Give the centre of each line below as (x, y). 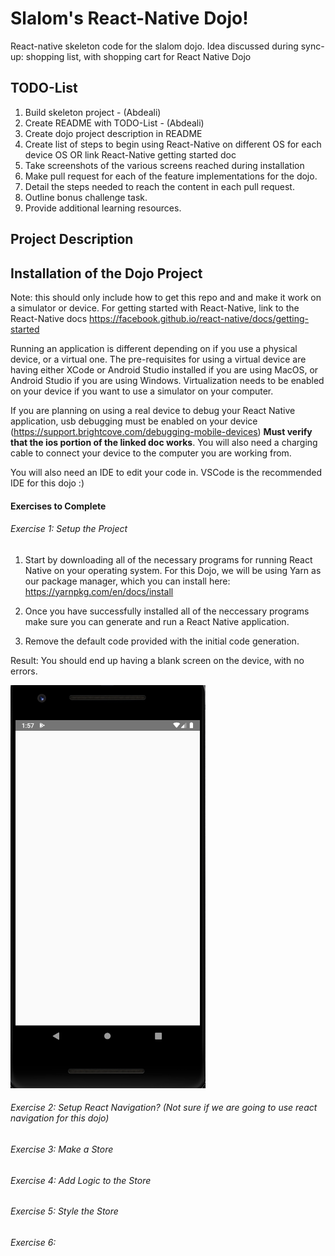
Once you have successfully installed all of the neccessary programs (167, 611)
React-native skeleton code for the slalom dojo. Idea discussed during (154, 46)
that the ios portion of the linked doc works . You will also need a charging (164, 442)
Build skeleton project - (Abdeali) (93, 112)
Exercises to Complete (58, 506)
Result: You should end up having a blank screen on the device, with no (157, 660)
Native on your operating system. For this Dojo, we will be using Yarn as (173, 570)
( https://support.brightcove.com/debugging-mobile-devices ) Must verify (161, 431)
